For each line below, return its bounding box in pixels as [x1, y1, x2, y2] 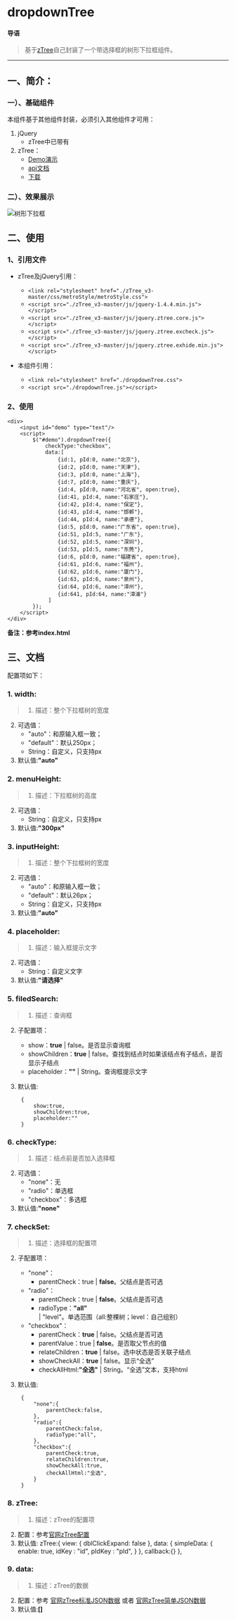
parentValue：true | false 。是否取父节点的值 [38, 1339, 167, 1348]
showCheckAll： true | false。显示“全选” [38, 1357, 155, 1365]
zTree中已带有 [27, 138, 70, 146]
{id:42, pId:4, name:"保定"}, [57, 501, 144, 509]
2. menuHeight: [7, 774, 62, 784]
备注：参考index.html [7, 629, 70, 637]
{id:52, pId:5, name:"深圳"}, [57, 539, 144, 546]
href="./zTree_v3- [100, 288, 155, 295]
